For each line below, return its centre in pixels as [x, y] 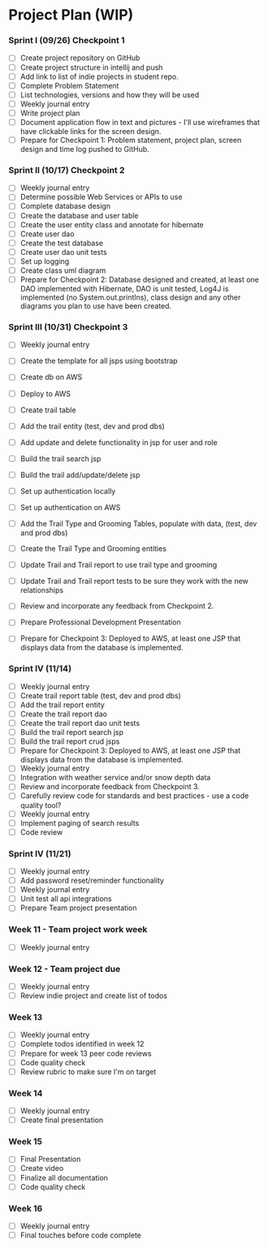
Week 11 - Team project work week [78, 930]
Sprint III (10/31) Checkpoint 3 [68, 326]
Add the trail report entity [63, 705]
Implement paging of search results [80, 823]
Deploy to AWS [45, 393]
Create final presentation [62, 1120]
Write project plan [50, 113]
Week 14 [26, 1093]
